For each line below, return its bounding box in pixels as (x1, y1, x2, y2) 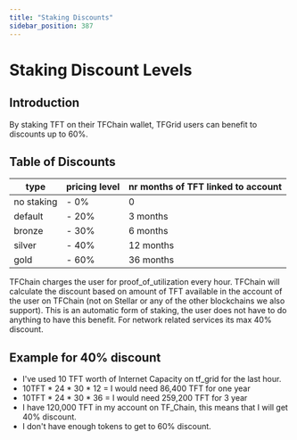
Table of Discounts (9, 154, 116, 170)
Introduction (9, 95, 80, 111)
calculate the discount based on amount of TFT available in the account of (9, 286, 283, 297)
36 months (128, 253, 175, 266)
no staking (13, 195, 58, 208)
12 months (128, 239, 175, 252)
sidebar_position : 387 (9, 21, 94, 30)
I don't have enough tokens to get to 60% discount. (21, 421, 211, 432)
